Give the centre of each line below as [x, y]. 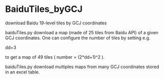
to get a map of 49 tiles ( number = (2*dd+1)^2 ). [55, 57]
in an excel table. [23, 72]
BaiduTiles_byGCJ [44, 9]
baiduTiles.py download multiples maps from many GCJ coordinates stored [82, 67]
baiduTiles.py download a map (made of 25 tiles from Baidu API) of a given [82, 32]
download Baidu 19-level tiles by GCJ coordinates [56, 23]
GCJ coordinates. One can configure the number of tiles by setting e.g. [78, 38]
